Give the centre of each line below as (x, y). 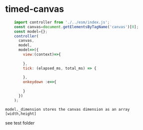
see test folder (20, 123)
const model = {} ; (31, 31)
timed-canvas (35, 9)
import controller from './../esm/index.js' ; (62, 22)
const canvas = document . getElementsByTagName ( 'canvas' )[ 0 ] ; (76, 27)
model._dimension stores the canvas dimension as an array (68, 109)
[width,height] (21, 114)
